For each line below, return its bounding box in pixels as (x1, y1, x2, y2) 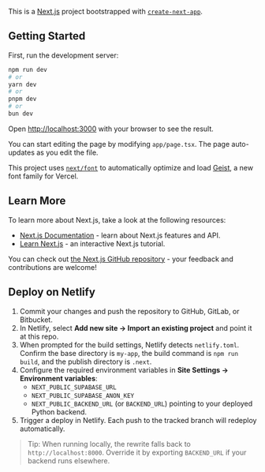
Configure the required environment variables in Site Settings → (19, 365, 229, 374)
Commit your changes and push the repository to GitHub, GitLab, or (19, 306, 240, 316)
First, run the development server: (8, 51, 119, 60)
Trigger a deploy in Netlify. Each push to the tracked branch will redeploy (19, 415, 257, 425)
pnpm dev (8, 95, 37, 103)
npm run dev (8, 66, 47, 73)
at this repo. (19, 332, 59, 341)
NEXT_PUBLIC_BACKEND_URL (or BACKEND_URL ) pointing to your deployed (31, 399, 253, 408)
